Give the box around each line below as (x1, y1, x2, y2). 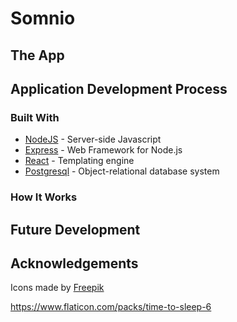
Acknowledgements (10, 255, 139, 272)
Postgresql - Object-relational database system (24, 165, 220, 177)
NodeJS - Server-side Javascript (24, 133, 162, 146)
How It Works (10, 190, 78, 204)
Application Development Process (10, 80, 228, 97)
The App (10, 47, 65, 64)
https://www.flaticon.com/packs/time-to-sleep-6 (10, 301, 212, 313)
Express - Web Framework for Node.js (24, 144, 183, 156)
